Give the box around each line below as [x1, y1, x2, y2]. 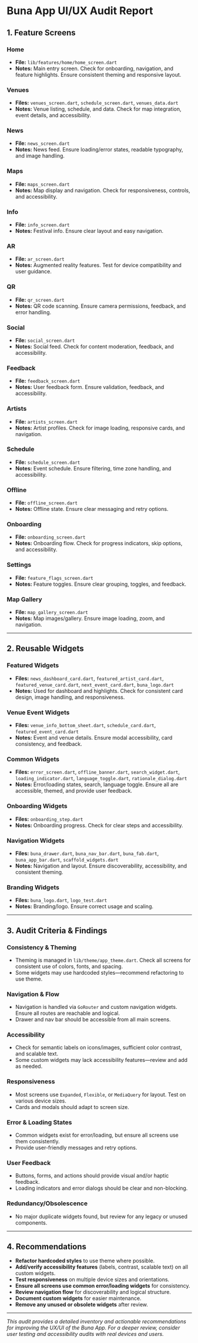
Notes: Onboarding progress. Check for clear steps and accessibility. [15, 821, 184, 829]
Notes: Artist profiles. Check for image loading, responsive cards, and [15, 424, 185, 431]
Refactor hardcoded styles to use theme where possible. [15, 1257, 155, 1265]
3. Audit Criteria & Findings [6, 925, 108, 935]
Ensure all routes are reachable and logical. [15, 1009, 120, 1017]
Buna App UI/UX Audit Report [6, 4, 153, 18]
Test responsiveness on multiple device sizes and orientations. [15, 1276, 170, 1283]
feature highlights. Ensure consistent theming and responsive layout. [15, 71, 182, 78]
